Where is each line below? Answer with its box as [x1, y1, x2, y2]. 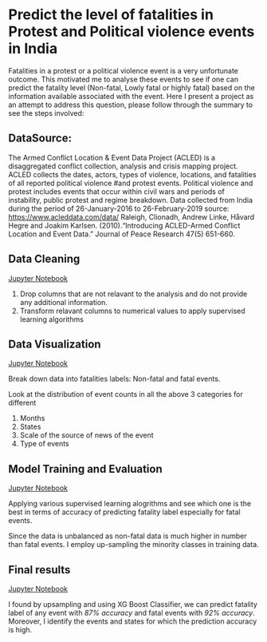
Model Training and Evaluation [8, 462, 163, 476]
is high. [8, 625, 33, 634]
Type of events [19, 439, 69, 449]
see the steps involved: [8, 108, 84, 117]
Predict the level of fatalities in [8, 6, 214, 24]
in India [8, 40, 58, 57]
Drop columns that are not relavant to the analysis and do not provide [19, 289, 248, 299]
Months [19, 414, 45, 423]
